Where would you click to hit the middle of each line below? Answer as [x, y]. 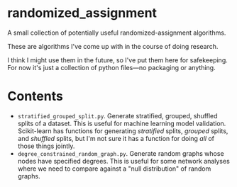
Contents [35, 96]
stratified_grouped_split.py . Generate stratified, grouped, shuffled [117, 115]
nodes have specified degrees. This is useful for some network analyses [124, 161]
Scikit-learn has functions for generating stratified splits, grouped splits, [123, 131]
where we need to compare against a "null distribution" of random [114, 169]
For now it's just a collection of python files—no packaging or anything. [111, 67]
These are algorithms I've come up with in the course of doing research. [113, 46]
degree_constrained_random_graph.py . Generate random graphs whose [121, 153]
